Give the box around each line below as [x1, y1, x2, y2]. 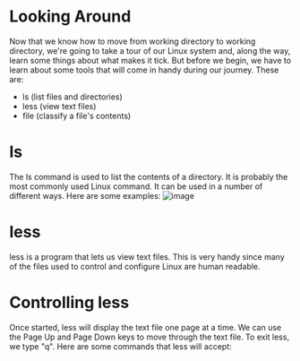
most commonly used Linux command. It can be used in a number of [9, 181, 263, 192]
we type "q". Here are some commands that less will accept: [9, 340, 233, 351]
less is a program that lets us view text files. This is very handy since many [9, 251, 285, 262]
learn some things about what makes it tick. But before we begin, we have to [9, 55, 292, 65]
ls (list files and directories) [21, 91, 123, 102]
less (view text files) [21, 100, 97, 111]
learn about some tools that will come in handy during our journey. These [9, 64, 279, 75]
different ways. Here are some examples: [9, 190, 161, 201]
